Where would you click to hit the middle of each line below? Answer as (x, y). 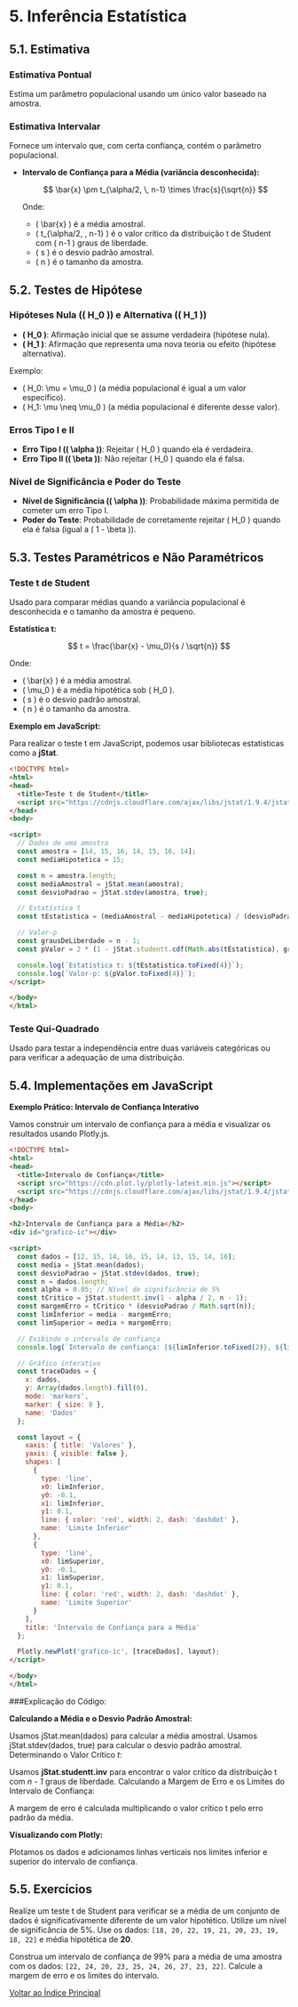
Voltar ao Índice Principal (55, 1992)
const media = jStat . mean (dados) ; (81, 1265)
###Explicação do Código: (58, 1701)
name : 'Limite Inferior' (87, 1528)
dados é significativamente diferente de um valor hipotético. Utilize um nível (148, 1920)
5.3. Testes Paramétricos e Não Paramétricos (137, 557)
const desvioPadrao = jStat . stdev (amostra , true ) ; (113, 892)
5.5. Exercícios (51, 1889)
